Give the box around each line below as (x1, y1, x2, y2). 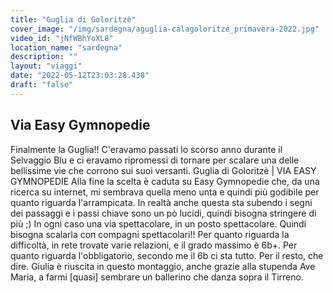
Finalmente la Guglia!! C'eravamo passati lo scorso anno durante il (10, 143, 283, 155)
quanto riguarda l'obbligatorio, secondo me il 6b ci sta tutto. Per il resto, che (10, 249, 324, 261)
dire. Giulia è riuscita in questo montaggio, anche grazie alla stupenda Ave (10, 260, 316, 272)
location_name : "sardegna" (10, 42, 123, 53)
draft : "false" (10, 80, 74, 90)
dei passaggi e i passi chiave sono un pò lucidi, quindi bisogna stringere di (10, 207, 317, 219)
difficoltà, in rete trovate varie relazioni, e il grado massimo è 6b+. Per (10, 239, 298, 251)
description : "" (10, 52, 78, 62)
